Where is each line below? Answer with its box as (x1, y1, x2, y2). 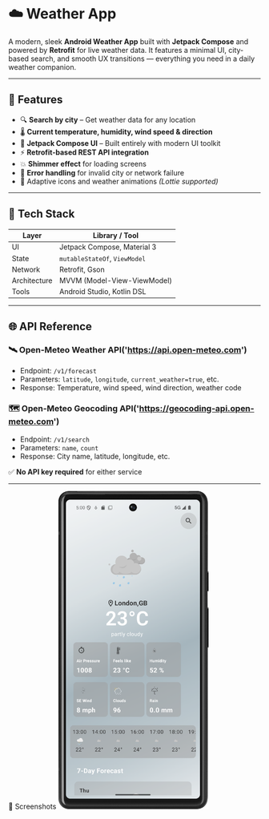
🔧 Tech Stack (8, 208, 75, 221)
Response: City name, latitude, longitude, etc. (19, 451, 171, 461)
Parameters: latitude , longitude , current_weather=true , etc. (19, 374, 219, 384)
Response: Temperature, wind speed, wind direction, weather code (19, 382, 242, 392)
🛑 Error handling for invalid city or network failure (19, 167, 185, 177)
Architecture (11, 276, 54, 285)
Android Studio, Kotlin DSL (59, 287, 147, 297)
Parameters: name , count (19, 442, 98, 452)
